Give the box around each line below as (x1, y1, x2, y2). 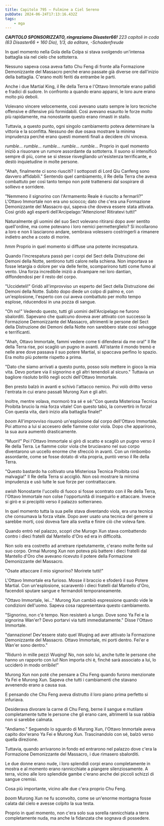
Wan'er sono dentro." (5, 642, 48, 648)
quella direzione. (5, 736, 39, 742)
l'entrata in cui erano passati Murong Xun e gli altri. (5, 389, 108, 395)
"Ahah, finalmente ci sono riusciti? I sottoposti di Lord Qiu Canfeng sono (5, 168, 150, 174)
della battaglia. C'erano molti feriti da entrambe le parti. (5, 74, 116, 80)
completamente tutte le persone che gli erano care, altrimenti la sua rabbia (5, 711, 155, 717)
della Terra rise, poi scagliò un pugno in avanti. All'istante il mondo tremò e (5, 344, 155, 350)
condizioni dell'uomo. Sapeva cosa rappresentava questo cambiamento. (5, 603, 150, 609)
